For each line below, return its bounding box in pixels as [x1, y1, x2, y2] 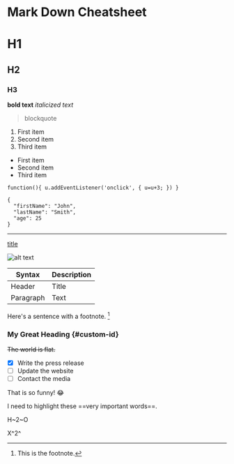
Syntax [15, 270, 40, 280]
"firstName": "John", [13, 203, 77, 210]
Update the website [17, 367, 75, 375]
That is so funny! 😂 [7, 389, 65, 397]
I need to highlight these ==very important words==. [7, 402, 158, 410]
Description [52, 270, 92, 280]
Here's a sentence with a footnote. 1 [7, 311, 110, 320]
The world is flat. [7, 345, 56, 354]
